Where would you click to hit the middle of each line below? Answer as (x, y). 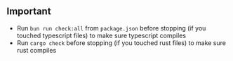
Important (29, 11)
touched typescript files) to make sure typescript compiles (101, 35)
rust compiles (36, 50)
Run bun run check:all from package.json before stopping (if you (111, 28)
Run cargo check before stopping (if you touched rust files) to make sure (121, 43)
